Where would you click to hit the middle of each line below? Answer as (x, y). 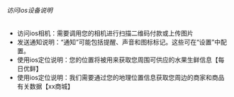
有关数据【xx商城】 (45, 86)
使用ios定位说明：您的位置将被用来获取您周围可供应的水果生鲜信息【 (117, 60)
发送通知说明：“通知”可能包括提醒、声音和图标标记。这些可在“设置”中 (119, 42)
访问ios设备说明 (30, 10)
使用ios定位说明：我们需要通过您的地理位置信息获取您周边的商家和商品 (121, 78)
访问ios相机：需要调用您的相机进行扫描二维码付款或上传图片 (105, 33)
